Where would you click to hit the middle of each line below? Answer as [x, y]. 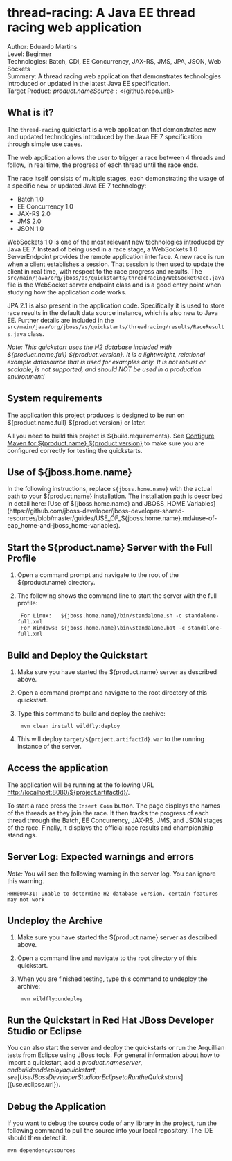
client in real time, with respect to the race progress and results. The [105, 271]
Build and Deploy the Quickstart [77, 655]
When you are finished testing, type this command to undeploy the [112, 979]
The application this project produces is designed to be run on [96, 415]
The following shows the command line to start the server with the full [117, 596]
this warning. [26, 880]
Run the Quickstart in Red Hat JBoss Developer [111, 1020]
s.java [17, 334]
